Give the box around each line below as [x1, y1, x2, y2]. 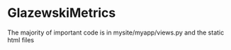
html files [7, 35, 34, 44]
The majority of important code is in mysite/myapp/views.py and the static [7, 28, 225, 37]
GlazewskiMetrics [7, 5, 116, 21]
